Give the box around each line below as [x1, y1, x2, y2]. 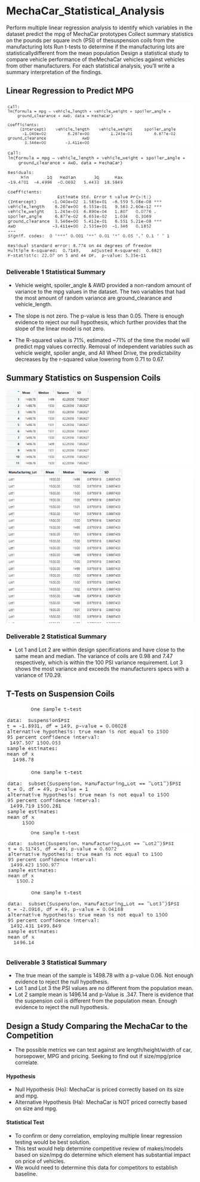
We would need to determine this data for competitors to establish [14, 1163, 178, 1171]
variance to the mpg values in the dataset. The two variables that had [14, 288, 186, 295]
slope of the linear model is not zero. [14, 325, 106, 332]
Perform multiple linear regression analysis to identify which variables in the [6, 24, 193, 31]
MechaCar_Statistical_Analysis [6, 4, 165, 18]
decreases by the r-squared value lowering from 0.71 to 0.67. [14, 355, 165, 362]
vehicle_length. [14, 300, 53, 307]
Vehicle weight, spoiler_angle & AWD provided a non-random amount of [14, 281, 192, 288]
